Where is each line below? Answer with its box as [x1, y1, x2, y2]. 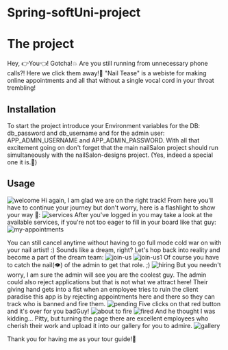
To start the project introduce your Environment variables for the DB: [7, 121, 201, 129]
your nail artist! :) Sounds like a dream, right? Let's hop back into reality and [7, 245, 220, 254]
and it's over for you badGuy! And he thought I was [7, 307, 216, 315]
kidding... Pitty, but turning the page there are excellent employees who [7, 314, 209, 323]
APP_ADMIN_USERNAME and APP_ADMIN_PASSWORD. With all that [7, 136, 200, 145]
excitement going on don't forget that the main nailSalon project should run [7, 143, 219, 151]
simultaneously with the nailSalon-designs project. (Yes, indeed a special [7, 151, 214, 159]
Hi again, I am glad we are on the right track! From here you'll [40, 196, 214, 204]
